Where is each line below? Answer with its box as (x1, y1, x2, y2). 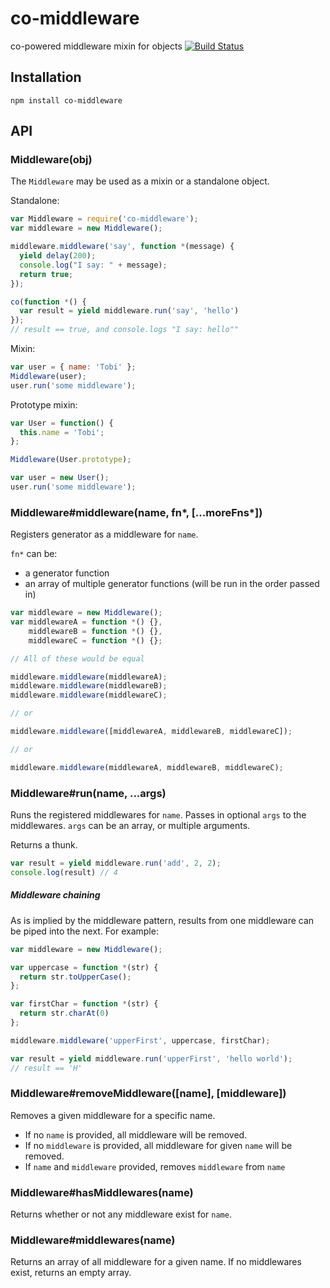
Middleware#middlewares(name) (10, 1233, 176, 1247)
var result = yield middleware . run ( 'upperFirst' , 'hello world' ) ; (10, 1053, 293, 1064)
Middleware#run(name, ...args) (10, 786, 167, 800)
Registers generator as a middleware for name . (10, 528, 199, 541)
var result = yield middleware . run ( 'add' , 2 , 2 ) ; (10, 858, 222, 869)
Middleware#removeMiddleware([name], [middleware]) (10, 1087, 287, 1101)
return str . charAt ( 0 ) (19, 1008, 110, 1019)
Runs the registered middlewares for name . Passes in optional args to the (10, 809, 307, 821)
